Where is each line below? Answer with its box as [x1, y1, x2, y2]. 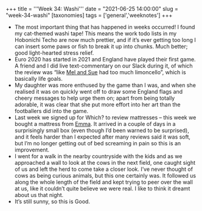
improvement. [14, 146, 50, 153]
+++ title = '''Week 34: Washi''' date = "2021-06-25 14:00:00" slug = [5, 5, 179, 12]
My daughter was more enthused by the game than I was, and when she [14, 81, 196, 89]
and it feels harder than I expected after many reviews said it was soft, [14, 133, 191, 140]
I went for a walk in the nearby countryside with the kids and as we [14, 153, 183, 160]
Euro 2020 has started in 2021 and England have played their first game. [14, 56, 196, 63]
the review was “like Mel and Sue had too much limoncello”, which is [14, 69, 186, 75]
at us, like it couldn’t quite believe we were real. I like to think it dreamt [14, 185, 190, 192]
